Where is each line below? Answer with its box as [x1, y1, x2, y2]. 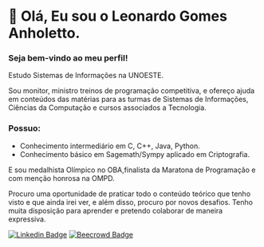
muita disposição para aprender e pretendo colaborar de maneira [8, 206, 223, 215]
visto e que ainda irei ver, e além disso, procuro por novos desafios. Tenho [8, 197, 254, 206]
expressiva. [8, 214, 46, 224]
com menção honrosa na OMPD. [8, 173, 116, 182]
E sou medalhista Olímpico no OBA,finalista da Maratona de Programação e [8, 165, 256, 174]
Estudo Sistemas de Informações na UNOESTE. [8, 71, 164, 80]
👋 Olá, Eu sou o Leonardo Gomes [8, 7, 227, 25]
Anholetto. [8, 24, 81, 42]
